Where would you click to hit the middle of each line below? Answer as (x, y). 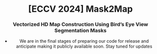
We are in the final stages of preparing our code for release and (84, 41)
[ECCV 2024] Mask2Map (80, 9)
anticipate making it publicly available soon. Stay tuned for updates (84, 46)
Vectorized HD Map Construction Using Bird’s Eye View (80, 25)
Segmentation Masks (80, 30)
